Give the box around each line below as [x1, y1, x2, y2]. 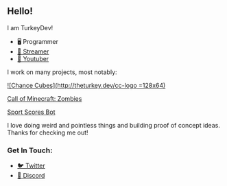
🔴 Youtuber [16, 54, 49, 62]
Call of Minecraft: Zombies [7, 94, 82, 102]
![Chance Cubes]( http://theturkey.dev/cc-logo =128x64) [7, 81, 166, 89]
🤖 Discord [16, 172, 45, 180]
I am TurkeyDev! [7, 23, 53, 32]
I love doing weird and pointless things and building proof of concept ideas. [7, 121, 221, 129]
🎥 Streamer [16, 47, 49, 56]
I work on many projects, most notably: [7, 68, 118, 76]
